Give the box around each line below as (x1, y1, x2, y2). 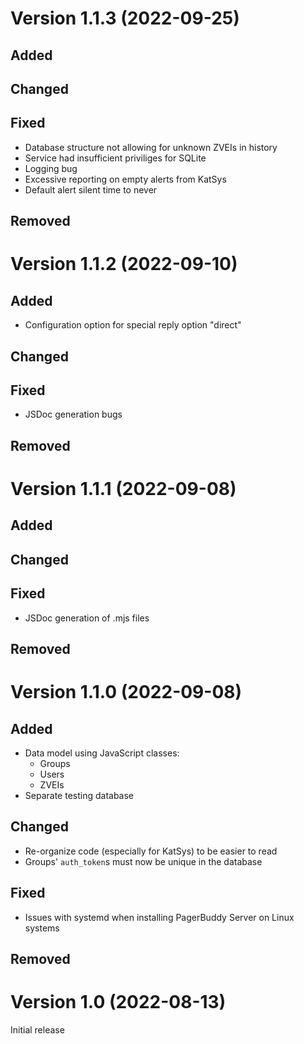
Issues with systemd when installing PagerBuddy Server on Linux (24, 911, 295, 923)
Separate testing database (24, 789, 135, 801)
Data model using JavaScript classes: (24, 747, 180, 759)
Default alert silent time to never (24, 183, 158, 196)
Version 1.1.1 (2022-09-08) (10, 477, 237, 500)
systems (24, 922, 60, 934)
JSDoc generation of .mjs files (24, 612, 150, 624)
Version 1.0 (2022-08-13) (10, 991, 227, 1014)
